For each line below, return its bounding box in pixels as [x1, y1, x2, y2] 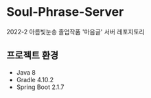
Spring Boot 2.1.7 [16, 83, 65, 91]
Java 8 [16, 68, 36, 76]
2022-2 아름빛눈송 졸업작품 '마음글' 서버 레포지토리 [6, 27, 145, 36]
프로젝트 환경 [6, 49, 59, 62]
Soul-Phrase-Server [6, 4, 124, 20]
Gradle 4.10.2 [16, 75, 54, 84]
